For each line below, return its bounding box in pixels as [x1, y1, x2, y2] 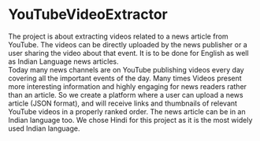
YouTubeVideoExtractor [8, 6, 168, 24]
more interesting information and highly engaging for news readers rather [8, 81, 247, 91]
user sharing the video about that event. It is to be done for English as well [8, 48, 250, 58]
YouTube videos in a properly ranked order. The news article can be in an [8, 106, 246, 116]
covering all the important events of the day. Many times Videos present [8, 73, 242, 83]
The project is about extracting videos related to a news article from [8, 32, 228, 41]
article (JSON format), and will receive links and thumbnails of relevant [8, 98, 238, 108]
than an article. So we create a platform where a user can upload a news [8, 90, 243, 99]
